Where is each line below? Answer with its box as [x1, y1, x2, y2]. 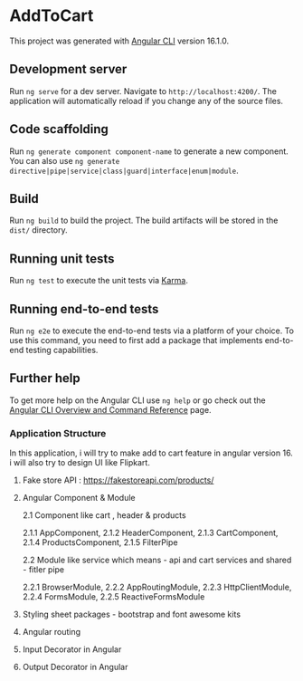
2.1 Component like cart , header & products [22, 510, 187, 521]
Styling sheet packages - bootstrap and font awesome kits [22, 609, 241, 620]
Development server [9, 62, 128, 77]
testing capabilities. [25, 345, 99, 355]
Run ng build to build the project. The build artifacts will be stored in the [9, 215, 279, 226]
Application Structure [9, 427, 107, 439]
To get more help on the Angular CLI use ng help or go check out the [9, 395, 266, 406]
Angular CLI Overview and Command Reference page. [9, 404, 212, 415]
